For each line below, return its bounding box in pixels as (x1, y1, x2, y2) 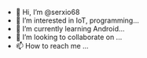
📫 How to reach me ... (15, 42, 89, 50)
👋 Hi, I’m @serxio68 (15, 8, 80, 16)
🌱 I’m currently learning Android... (15, 24, 125, 33)
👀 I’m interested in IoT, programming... (15, 16, 140, 25)
